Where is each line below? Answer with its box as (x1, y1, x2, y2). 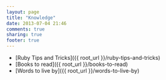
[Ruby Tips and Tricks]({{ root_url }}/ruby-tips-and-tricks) (15, 54, 161, 61)
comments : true (6, 26, 45, 32)
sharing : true (6, 32, 43, 38)
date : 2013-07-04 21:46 (6, 20, 67, 26)
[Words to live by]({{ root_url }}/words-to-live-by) (15, 67, 140, 74)
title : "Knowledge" (6, 15, 56, 21)
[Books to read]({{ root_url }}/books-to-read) (15, 60, 128, 68)
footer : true (6, 37, 40, 43)
